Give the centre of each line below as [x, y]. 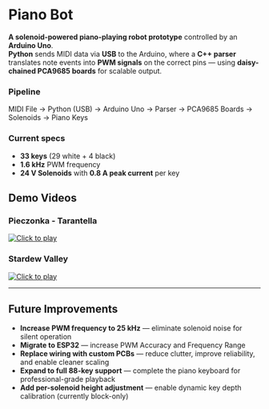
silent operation [46, 337]
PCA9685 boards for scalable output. [100, 70]
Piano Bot [41, 15]
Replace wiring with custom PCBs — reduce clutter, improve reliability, [137, 354]
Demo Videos [43, 198]
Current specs [37, 138]
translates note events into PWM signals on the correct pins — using [122, 62]
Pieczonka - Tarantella [53, 220]
